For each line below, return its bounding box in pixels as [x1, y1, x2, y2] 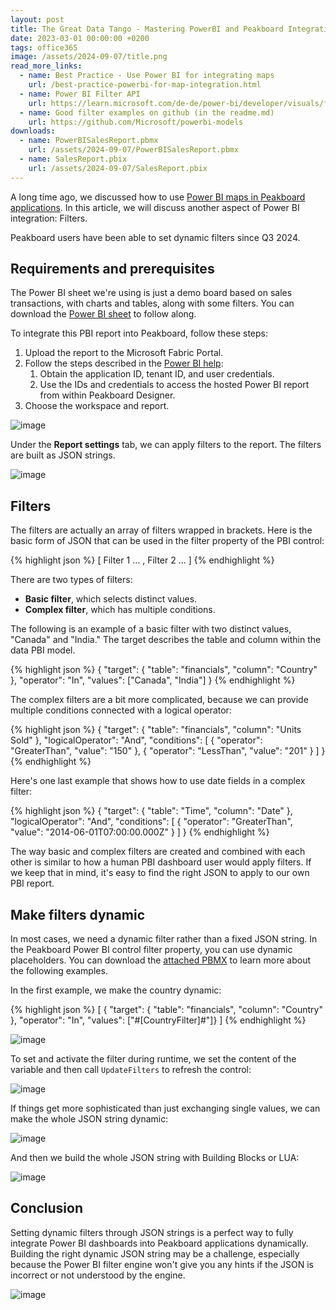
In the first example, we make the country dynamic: [10, 984, 222, 996]
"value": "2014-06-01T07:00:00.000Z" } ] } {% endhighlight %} [10, 826, 270, 838]
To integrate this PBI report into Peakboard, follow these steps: [10, 327, 269, 340]
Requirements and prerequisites [10, 261, 215, 278]
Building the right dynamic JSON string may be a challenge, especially [10, 1247, 300, 1260]
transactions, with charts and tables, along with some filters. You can [10, 297, 295, 310]
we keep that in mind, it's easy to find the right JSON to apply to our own [10, 867, 310, 879]
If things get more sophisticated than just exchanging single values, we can [10, 1102, 321, 1115]
